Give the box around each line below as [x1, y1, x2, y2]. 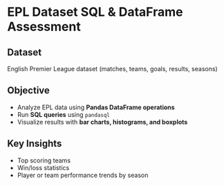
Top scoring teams [17, 156, 71, 165]
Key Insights [7, 138, 62, 149]
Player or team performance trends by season [17, 171, 149, 179]
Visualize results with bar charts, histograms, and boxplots [17, 118, 188, 126]
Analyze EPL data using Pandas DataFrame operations [17, 103, 175, 111]
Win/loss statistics [17, 163, 70, 171]
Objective [7, 84, 50, 97]
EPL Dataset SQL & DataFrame [7, 4, 183, 20]
